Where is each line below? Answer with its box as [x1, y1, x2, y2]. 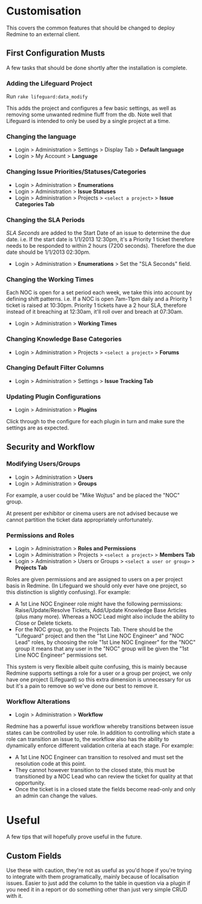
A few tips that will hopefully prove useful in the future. [6, 833, 143, 841]
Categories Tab [14, 200, 55, 207]
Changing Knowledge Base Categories [6, 335, 122, 343]
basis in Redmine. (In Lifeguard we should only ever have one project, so [6, 582, 187, 589]
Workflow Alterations [6, 698, 71, 706]
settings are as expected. [6, 424, 69, 432]
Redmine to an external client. [6, 30, 80, 37]
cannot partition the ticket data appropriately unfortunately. [6, 516, 153, 523]
